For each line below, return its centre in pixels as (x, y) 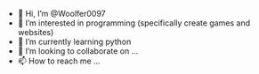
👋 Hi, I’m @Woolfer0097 (61, 14)
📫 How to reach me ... (59, 61)
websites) (36, 32)
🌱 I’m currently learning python (74, 41)
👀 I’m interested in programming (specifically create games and (134, 23)
